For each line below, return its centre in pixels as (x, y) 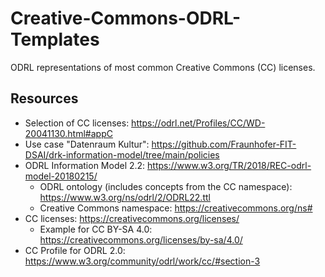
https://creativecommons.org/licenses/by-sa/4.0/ (141, 239)
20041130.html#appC (68, 133)
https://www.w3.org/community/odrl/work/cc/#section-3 (142, 261)
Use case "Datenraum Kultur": (87, 144)
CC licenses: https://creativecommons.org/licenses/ (132, 218)
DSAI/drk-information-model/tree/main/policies (122, 154)
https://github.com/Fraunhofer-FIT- (224, 144)
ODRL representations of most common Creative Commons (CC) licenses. (163, 67)
